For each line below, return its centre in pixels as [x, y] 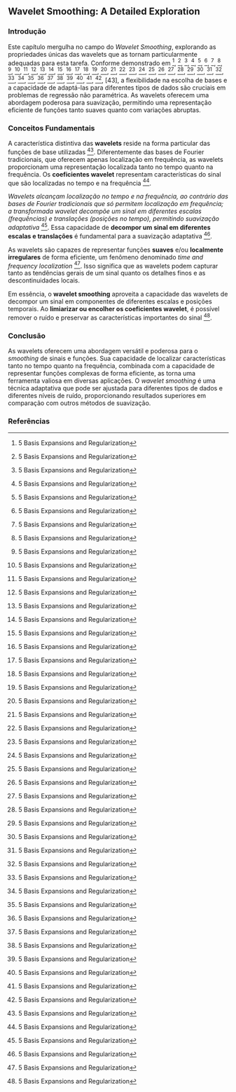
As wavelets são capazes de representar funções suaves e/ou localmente [116, 250]
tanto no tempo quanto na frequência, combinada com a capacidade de [111, 366]
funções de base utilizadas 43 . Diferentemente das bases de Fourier [106, 151]
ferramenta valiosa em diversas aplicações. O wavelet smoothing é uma [112, 381]
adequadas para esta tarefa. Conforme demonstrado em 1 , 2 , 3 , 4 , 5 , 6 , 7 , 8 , [115, 62]
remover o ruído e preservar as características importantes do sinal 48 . [110, 317]
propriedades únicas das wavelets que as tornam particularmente [103, 54]
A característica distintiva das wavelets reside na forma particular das [109, 143]
